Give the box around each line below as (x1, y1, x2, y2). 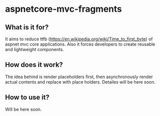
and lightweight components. (5, 47, 64, 52)
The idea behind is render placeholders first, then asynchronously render (5, 74, 153, 80)
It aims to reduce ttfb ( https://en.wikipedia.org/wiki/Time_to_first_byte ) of (5, 36, 153, 42)
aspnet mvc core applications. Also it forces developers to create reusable (5, 41, 156, 47)
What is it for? (5, 23, 49, 31)
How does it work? (5, 60, 63, 69)
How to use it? (5, 93, 50, 102)
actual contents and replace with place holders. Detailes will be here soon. (5, 79, 156, 85)
